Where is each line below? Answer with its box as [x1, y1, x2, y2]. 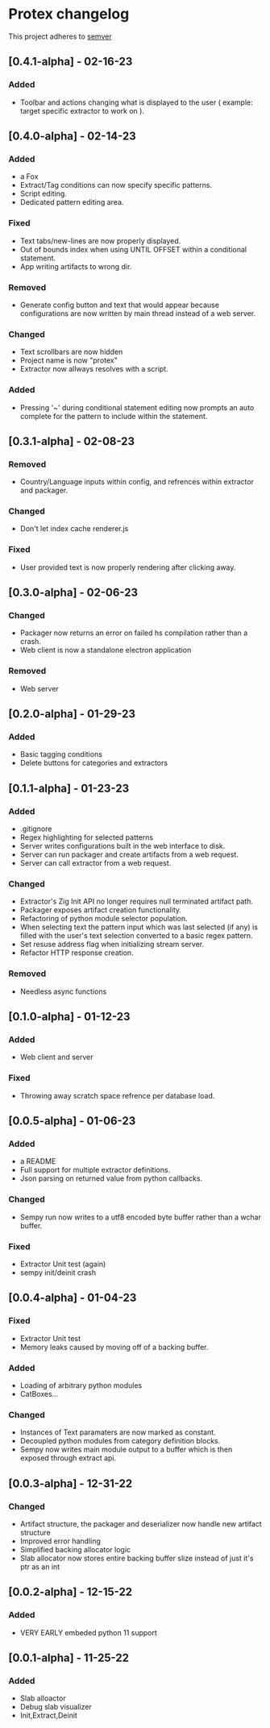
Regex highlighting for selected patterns [19, 833, 154, 842]
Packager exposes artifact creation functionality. [19, 905, 182, 915]
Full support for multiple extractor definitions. [19, 1165, 171, 1175]
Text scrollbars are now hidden [19, 347, 123, 357]
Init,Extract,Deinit [19, 1710, 78, 1721]
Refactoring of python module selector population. [19, 914, 188, 924]
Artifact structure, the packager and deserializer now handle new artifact [19, 1518, 262, 1528]
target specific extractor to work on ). [19, 106, 145, 115]
